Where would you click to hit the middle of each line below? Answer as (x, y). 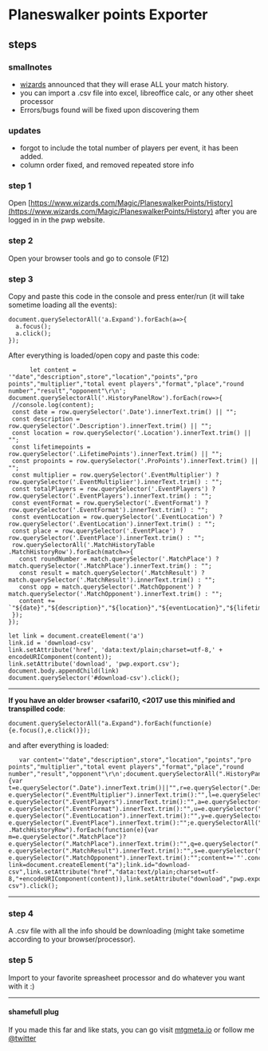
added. (32, 157)
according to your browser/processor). (72, 939)
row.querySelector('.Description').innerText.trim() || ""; (110, 426)
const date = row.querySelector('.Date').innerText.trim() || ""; (124, 412)
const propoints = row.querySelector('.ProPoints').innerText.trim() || (135, 462)
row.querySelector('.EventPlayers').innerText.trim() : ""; (110, 496)
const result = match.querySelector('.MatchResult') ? (112, 573)
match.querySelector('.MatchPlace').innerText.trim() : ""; (110, 566)
